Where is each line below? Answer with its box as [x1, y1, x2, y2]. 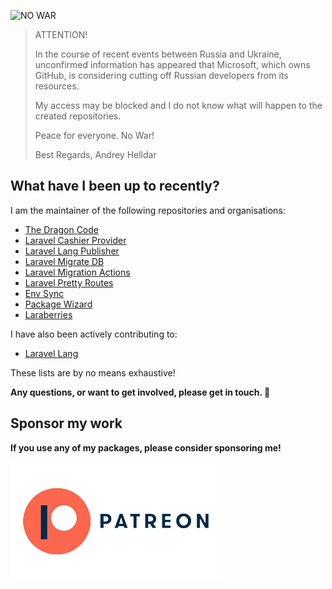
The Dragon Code [24, 223, 99, 235]
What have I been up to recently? [10, 178, 220, 195]
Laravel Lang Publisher [24, 245, 120, 257]
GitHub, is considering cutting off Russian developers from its [34, 70, 289, 81]
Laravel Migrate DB [24, 255, 105, 267]
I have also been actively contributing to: [10, 328, 178, 340]
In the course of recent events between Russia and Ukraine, [34, 48, 282, 60]
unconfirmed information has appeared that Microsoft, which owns [34, 59, 311, 70]
